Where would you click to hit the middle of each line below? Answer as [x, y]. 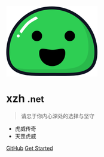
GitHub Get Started [30, 148]
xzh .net [25, 99]
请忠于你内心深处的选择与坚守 [57, 116]
